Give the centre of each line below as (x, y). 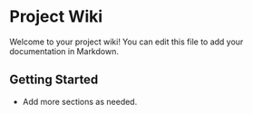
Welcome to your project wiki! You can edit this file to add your (126, 42)
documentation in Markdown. (64, 51)
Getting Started (54, 80)
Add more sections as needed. (80, 101)
